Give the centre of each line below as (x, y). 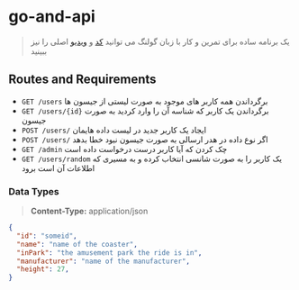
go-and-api (52, 17)
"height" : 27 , (43, 269)
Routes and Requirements (82, 80)
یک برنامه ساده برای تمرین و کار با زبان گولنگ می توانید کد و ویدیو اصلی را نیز (160, 41)
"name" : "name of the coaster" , (77, 244)
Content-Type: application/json (89, 211)
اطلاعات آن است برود (58, 168)
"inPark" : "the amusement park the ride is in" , (109, 253)
